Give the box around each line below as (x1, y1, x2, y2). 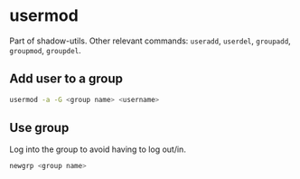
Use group (9, 120, 70, 136)
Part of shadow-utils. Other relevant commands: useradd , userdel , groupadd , (9, 35, 291, 46)
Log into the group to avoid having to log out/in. (9, 144, 187, 155)
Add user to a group (9, 71, 124, 87)
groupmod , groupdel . (9, 44, 81, 55)
